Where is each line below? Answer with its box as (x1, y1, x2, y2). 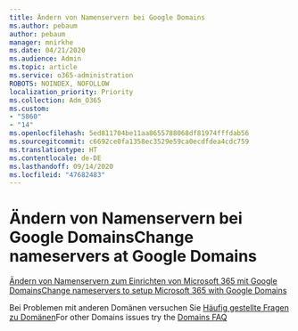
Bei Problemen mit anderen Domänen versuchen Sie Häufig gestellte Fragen (9, 303, 290, 313)
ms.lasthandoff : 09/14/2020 (9, 162, 114, 171)
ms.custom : (9, 104, 50, 113)
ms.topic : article (9, 63, 78, 72)
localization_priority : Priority (9, 87, 134, 96)
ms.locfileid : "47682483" (9, 170, 105, 179)
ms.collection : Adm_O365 (9, 95, 102, 105)
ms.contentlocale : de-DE (9, 153, 102, 163)
